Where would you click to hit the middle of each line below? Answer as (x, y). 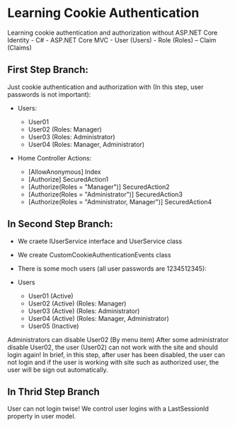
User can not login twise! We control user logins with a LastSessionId (108, 409)
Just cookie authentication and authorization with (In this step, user (105, 87)
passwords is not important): (49, 94)
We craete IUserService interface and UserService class (100, 241)
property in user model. (42, 416)
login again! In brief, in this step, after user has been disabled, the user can (116, 354)
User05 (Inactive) (53, 326)
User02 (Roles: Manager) (65, 129)
